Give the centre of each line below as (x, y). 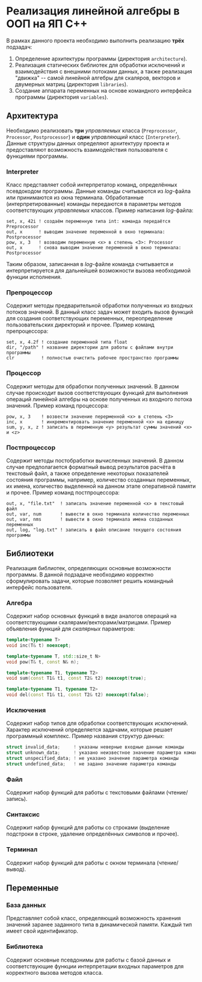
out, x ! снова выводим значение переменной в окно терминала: (94, 248)
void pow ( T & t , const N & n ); (43, 662)
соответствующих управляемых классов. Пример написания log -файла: (100, 210)
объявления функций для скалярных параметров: (71, 629)
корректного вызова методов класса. (55, 972)
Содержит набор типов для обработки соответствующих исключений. (97, 723)
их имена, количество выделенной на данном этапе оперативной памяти (101, 486)
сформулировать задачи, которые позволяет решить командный (90, 581)
